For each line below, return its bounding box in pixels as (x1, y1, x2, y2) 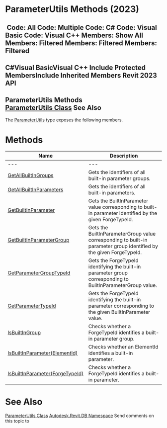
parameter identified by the (93, 210, 158, 217)
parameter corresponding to (88, 302, 155, 309)
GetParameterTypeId (7, 302, 56, 309)
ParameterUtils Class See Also (5, 103, 102, 112)
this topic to (5, 418, 30, 424)
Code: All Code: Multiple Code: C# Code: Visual (6, 23, 158, 32)
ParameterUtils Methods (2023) (5, 3, 139, 15)
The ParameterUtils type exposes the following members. (5, 117, 123, 123)
